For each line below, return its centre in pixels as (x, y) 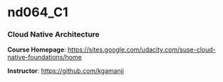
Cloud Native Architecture (53, 35)
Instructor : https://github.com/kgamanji (66, 71)
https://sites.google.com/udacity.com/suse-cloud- (141, 49)
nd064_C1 (38, 12)
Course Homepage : (37, 49)
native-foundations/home (45, 57)
